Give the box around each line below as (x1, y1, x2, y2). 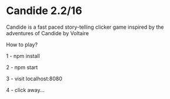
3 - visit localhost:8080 (6, 75, 63, 82)
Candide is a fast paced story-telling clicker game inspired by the (6, 23, 164, 30)
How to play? (6, 41, 38, 48)
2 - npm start (6, 63, 38, 71)
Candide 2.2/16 (6, 4, 82, 18)
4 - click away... (6, 86, 45, 93)
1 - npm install (6, 52, 40, 59)
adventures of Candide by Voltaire (6, 29, 89, 36)
